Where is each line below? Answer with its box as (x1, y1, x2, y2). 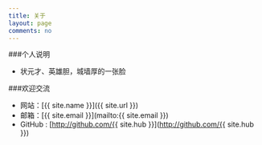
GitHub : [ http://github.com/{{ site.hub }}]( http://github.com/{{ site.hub (19, 119, 255, 129)
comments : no (8, 26, 52, 34)
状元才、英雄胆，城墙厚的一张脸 (19, 66, 126, 76)
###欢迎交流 (8, 83, 51, 93)
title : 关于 (8, 11, 46, 20)
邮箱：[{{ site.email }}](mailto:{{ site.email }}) (19, 111, 169, 120)
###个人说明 (8, 50, 51, 59)
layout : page (8, 19, 52, 27)
